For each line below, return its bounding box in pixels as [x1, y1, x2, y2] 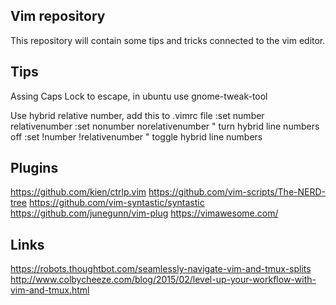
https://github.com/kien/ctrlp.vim [10, 186, 147, 198]
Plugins [10, 160, 59, 177]
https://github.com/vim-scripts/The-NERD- [148, 186, 327, 198]
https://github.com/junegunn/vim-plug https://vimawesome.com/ [10, 207, 279, 219]
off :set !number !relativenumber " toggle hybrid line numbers [10, 130, 263, 143]
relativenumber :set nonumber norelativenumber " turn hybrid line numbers [10, 120, 320, 132]
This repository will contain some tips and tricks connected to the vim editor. [10, 34, 326, 46]
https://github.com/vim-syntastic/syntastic [28, 197, 205, 209]
